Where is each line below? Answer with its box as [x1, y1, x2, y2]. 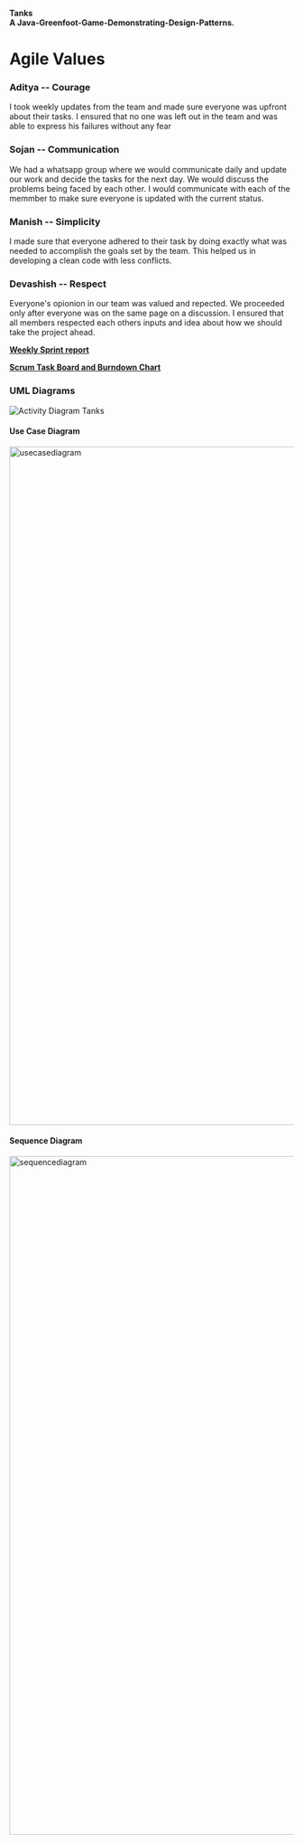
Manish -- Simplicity [9, 215, 101, 228]
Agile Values [9, 49, 106, 70]
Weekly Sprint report [9, 344, 90, 355]
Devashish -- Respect [9, 278, 106, 290]
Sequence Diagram [9, 1135, 83, 1146]
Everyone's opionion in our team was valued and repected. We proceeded [9, 298, 285, 309]
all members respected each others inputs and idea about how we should [9, 317, 282, 328]
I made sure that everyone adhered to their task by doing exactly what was [9, 236, 287, 247]
